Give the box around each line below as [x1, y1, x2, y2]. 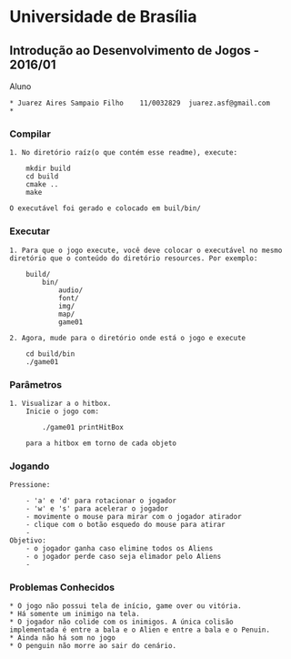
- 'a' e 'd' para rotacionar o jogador [25, 496, 177, 506]
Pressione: [9, 481, 51, 490]
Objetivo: [9, 536, 47, 545]
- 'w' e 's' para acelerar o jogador [25, 504, 169, 513]
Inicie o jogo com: [25, 407, 100, 416]
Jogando [9, 460, 50, 472]
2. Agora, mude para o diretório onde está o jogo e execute [9, 333, 246, 342]
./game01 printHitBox [42, 422, 125, 431]
